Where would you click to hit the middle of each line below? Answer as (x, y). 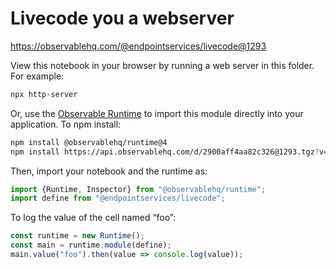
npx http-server (44, 94)
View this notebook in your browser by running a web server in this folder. (162, 65)
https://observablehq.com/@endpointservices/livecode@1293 (138, 46)
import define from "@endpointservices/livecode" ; (118, 198)
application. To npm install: (66, 124)
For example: (37, 76)
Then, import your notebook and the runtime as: (109, 171)
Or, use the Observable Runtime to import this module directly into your (157, 113)
